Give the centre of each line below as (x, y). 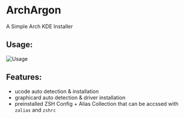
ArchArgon (34, 10)
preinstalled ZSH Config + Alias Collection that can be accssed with (96, 103)
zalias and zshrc (35, 110)
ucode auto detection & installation (56, 91)
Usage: (20, 45)
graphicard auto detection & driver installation (70, 98)
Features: (24, 77)
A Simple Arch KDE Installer (40, 26)
